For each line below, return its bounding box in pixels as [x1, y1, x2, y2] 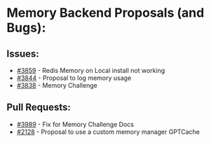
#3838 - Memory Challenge [16, 81, 97, 89]
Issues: [6, 48, 39, 60]
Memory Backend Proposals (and [6, 5, 205, 21]
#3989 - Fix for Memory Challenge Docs [16, 120, 135, 128]
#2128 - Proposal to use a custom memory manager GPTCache [16, 128, 200, 136]
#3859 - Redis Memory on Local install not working [16, 67, 165, 74]
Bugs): [6, 20, 46, 36]
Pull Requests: [6, 102, 71, 114]
